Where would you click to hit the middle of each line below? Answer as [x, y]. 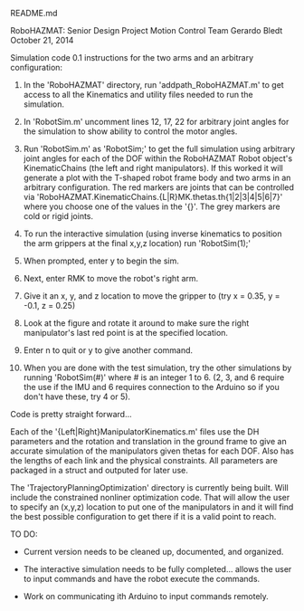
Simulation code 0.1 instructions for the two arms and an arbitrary [132, 57]
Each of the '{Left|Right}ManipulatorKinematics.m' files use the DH [135, 432]
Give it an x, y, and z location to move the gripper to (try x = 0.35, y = [152, 296]
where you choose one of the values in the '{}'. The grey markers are [152, 206]
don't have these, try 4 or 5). [76, 396]
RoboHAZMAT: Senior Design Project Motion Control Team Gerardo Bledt [147, 30]
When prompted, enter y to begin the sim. [101, 261]
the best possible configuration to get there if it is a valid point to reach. [143, 516]
